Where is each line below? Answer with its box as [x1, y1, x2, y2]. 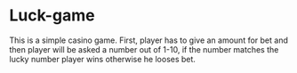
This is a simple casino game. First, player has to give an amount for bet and [9, 35, 289, 45]
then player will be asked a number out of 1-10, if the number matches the [9, 44, 279, 54]
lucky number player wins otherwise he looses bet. [9, 53, 196, 64]
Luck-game [9, 5, 95, 26]
